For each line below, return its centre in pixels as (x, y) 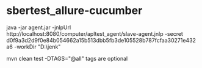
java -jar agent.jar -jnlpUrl (39, 27)
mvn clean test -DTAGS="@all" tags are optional (67, 58)
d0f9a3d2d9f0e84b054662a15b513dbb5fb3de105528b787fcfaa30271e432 (101, 40)
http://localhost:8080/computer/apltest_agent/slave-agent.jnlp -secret (95, 33)
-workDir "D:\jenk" (38, 47)
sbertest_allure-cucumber (74, 11)
